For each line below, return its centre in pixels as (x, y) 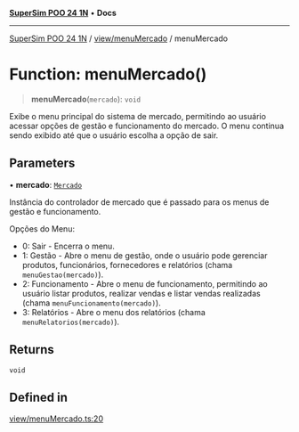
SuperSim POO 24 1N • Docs (63, 13)
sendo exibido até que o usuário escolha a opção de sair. (114, 135)
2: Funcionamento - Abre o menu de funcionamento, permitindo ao (145, 283)
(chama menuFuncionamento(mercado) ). (92, 303)
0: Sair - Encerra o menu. (69, 246)
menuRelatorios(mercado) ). (71, 322)
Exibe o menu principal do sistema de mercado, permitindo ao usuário (138, 116)
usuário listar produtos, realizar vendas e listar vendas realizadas (141, 293)
